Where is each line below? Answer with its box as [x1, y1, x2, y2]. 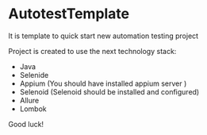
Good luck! [8, 119, 44, 129]
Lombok [19, 104, 48, 114]
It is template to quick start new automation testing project [8, 31, 199, 40]
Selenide [19, 70, 49, 79]
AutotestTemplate [8, 5, 130, 23]
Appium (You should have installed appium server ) [19, 79, 187, 88]
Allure [19, 95, 40, 105]
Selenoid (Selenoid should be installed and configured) [19, 87, 200, 96]
